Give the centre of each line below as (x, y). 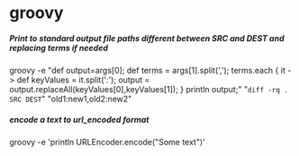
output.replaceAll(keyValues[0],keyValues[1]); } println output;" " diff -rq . (149, 90)
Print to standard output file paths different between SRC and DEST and (147, 38)
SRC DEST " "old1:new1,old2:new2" (71, 99)
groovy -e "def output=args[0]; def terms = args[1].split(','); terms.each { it (147, 71)
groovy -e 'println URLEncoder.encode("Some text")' (107, 143)
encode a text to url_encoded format (79, 119)
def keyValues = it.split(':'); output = (83, 80)
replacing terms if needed (59, 48)
